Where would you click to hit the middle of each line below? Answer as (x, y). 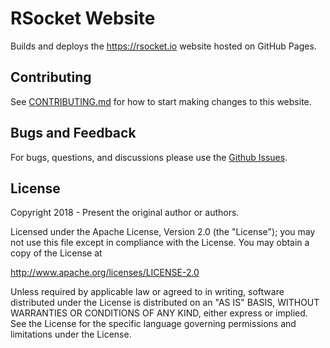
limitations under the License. (71, 334)
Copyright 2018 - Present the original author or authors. (125, 213)
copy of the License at (56, 253)
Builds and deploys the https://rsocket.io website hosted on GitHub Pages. (163, 46)
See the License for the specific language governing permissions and (153, 324)
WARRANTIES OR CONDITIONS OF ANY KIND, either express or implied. (159, 313)
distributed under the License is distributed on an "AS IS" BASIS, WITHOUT (165, 303)
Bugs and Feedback (73, 133)
